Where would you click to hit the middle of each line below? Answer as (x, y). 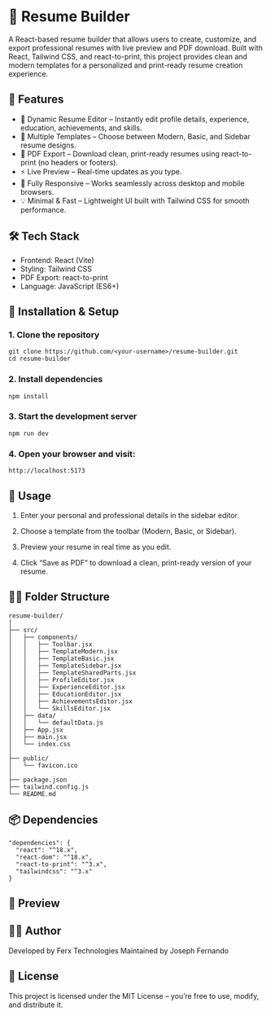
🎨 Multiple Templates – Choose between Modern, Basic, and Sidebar (135, 136)
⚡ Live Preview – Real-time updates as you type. (101, 171)
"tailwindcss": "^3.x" (54, 871)
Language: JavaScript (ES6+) (70, 286)
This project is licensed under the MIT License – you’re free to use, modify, (134, 996)
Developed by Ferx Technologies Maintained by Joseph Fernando (119, 950)
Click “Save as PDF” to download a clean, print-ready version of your (136, 562)
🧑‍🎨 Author (35, 931)
